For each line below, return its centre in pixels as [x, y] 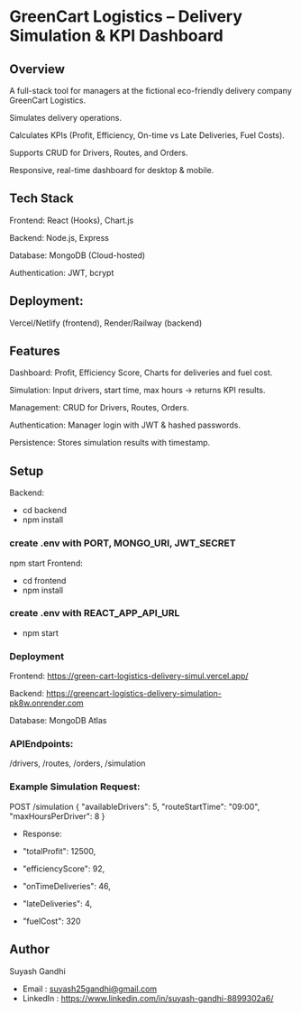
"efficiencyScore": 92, [64, 869]
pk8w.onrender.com [46, 703]
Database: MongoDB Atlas [58, 721]
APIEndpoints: [41, 744]
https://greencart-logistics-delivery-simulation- [134, 694]
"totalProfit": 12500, [59, 851]
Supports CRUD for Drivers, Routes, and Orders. [99, 152]
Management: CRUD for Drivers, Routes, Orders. [99, 408]
